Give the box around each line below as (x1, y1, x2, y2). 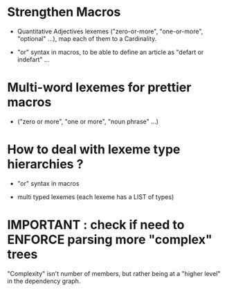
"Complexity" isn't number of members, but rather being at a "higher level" (7, 269, 221, 277)
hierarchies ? (7, 157, 84, 172)
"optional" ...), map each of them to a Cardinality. (17, 34, 157, 42)
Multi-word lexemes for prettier (7, 80, 192, 96)
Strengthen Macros (7, 4, 121, 20)
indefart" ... (17, 55, 50, 63)
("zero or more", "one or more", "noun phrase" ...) (17, 117, 159, 126)
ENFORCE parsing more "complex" (7, 232, 212, 247)
